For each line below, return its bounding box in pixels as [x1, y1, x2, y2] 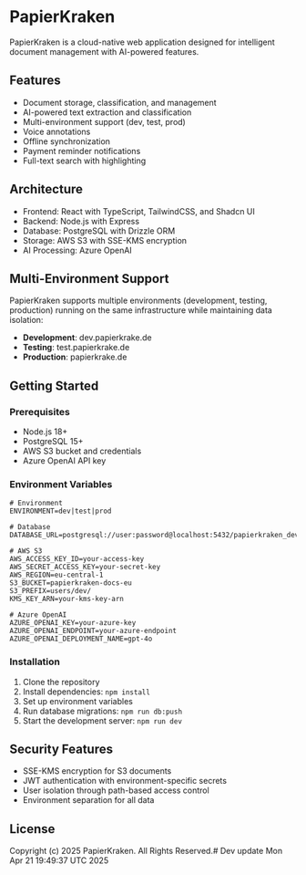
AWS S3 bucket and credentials [22, 445, 142, 457]
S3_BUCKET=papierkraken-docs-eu [9, 578, 132, 588]
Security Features [9, 742, 114, 757]
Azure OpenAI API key [22, 455, 107, 466]
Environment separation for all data [22, 795, 155, 806]
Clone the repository [22, 676, 100, 687]
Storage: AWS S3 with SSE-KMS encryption [22, 234, 188, 245]
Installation [9, 655, 61, 668]
